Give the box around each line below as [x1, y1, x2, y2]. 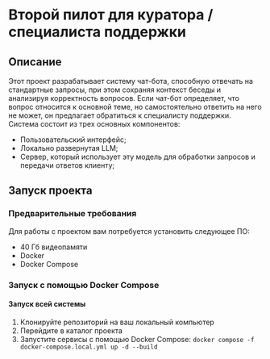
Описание [8, 55, 62, 69]
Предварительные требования [8, 208, 137, 219]
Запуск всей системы [8, 299, 86, 309]
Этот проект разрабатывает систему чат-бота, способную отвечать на [8, 77, 254, 86]
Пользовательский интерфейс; [19, 135, 127, 144]
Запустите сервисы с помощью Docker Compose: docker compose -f [19, 334, 255, 344]
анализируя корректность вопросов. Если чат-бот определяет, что [8, 94, 240, 102]
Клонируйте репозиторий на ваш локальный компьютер [19, 317, 215, 327]
